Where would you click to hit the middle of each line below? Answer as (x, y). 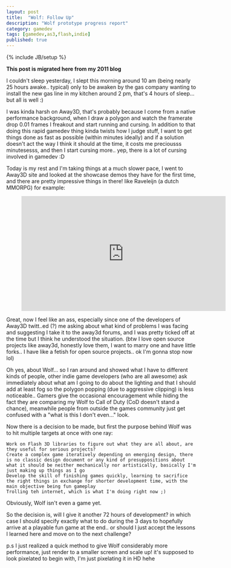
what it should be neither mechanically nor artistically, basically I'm (101, 465)
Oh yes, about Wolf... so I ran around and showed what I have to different (97, 370)
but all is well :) (25, 100)
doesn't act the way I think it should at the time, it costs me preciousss (94, 144)
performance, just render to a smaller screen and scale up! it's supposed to (100, 552)
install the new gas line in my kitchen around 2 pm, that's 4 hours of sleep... (100, 93)
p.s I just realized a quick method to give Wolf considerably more (87, 546)
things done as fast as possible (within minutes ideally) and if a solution (95, 137)
